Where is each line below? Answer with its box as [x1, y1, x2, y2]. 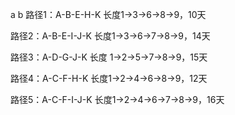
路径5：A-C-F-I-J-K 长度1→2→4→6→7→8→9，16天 [10, 94, 225, 105]
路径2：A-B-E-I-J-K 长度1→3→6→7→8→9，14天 [10, 30, 211, 42]
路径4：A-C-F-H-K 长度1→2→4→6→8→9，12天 [10, 73, 208, 84]
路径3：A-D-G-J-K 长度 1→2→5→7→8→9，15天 [10, 51, 208, 63]
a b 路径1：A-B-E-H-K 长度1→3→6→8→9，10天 [10, 9, 207, 20]
